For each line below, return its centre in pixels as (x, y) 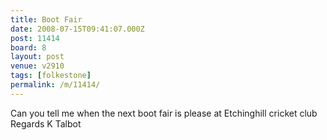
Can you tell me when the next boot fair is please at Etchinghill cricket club (164, 113)
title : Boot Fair (46, 19)
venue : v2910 (37, 66)
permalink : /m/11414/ (55, 85)
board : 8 (28, 47)
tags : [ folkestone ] (51, 76)
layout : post (37, 57)
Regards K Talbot (46, 123)
